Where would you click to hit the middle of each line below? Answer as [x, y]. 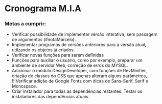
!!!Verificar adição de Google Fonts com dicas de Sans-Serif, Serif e [80, 81]
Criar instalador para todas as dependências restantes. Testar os [77, 91]
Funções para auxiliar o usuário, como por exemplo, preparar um [77, 60]
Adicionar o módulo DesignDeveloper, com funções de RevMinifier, [79, 71]
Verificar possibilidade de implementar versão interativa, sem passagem [84, 34]
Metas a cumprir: [25, 24]
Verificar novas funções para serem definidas [58, 55]
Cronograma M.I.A [43, 9]
